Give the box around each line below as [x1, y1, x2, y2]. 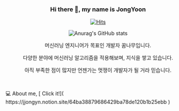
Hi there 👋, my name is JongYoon [50, 5, 146, 13]
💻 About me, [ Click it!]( [5, 90, 64, 97]
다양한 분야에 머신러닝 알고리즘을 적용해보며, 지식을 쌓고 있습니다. [22, 54, 174, 61]
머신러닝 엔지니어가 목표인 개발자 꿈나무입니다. [44, 42, 152, 49]
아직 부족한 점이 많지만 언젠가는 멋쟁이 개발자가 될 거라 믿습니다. [24, 67, 172, 74]
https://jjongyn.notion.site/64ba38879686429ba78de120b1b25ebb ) [5, 99, 171, 106]
